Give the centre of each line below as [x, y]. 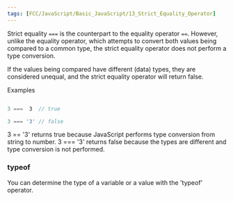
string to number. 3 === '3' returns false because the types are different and [117, 142]
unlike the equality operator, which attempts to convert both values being [112, 41]
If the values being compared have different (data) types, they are [102, 69]
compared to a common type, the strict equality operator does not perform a [117, 48]
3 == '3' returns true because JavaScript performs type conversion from [111, 135]
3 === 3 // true [34, 108]
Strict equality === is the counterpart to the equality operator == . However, [113, 33]
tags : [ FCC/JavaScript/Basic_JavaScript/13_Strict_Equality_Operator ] [112, 14]
